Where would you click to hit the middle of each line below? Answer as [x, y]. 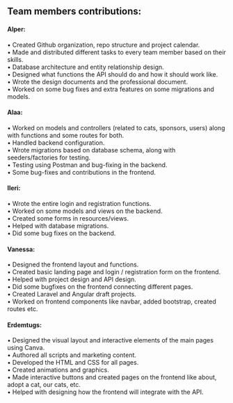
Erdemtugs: [25, 325]
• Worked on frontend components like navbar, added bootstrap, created [112, 301]
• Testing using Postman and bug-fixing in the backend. [87, 165]
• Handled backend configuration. [56, 143]
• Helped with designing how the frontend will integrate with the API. [105, 392]
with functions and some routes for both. [66, 135]
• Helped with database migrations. [58, 226]
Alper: [16, 29]
